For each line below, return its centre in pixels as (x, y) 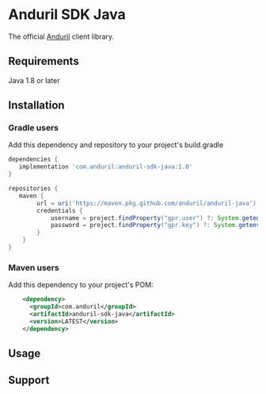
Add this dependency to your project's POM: (81, 285)
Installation (36, 106)
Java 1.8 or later (34, 80)
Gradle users (34, 128)
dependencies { (33, 160)
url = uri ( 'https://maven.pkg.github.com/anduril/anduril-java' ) (147, 203)
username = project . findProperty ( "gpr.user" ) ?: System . (146, 218)
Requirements (44, 61)
